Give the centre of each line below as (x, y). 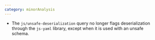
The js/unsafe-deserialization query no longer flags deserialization (81, 23)
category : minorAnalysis (30, 9)
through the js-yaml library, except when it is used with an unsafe (77, 28)
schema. (20, 33)
